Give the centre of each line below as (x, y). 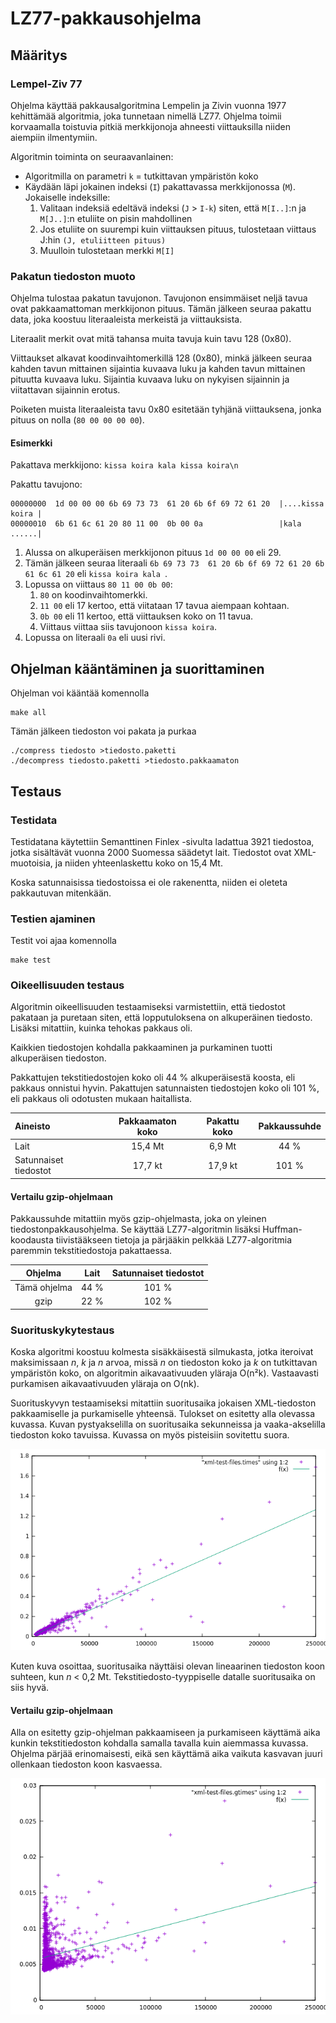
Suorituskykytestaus (62, 1330)
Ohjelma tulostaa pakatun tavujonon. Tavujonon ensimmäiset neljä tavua (159, 298)
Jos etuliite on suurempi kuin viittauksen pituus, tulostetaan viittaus (178, 229)
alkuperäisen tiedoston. (58, 1058)
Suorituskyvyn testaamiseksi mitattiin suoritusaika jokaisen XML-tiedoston (163, 1403)
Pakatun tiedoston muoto (73, 276)
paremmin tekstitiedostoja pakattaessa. (91, 1251)
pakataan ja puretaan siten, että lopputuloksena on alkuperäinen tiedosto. (161, 1018)
